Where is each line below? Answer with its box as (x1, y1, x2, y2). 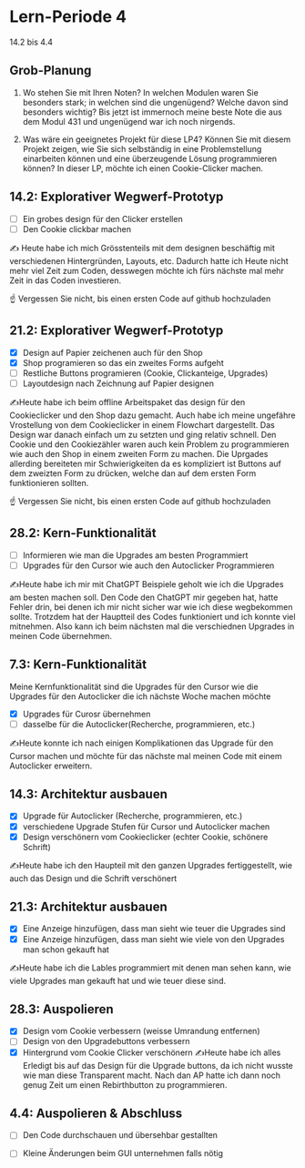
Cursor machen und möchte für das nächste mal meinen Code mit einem (9, 750, 282, 761)
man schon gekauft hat (22, 944, 109, 955)
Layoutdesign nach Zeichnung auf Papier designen (22, 378, 214, 389)
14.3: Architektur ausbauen (9, 787, 168, 802)
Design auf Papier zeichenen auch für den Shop (22, 347, 203, 358)
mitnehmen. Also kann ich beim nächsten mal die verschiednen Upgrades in (9, 621, 295, 632)
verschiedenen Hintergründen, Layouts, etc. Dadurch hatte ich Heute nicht (9, 255, 289, 266)
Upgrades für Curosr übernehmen (22, 708, 151, 719)
